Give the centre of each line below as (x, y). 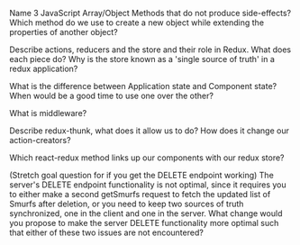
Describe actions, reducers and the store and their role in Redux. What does (150, 50)
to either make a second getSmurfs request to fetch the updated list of (140, 194)
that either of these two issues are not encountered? (107, 232)
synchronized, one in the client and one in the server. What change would (146, 213)
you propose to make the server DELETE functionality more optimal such (144, 223)
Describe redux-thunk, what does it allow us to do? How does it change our (150, 131)
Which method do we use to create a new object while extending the (136, 23)
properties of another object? (64, 32)
